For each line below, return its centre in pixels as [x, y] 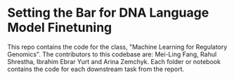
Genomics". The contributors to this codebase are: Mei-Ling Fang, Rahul [112, 54]
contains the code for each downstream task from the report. [96, 69]
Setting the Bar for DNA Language [108, 13]
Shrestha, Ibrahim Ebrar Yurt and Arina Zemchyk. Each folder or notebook [114, 61]
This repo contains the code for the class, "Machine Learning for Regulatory [117, 47]
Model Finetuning [60, 27]
